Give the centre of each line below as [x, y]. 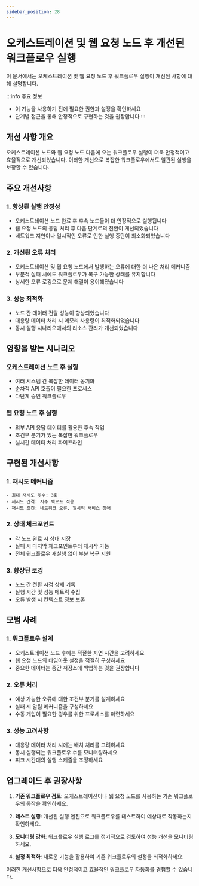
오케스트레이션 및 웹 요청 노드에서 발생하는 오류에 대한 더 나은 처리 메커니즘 [102, 267]
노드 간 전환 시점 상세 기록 [45, 584]
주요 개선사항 [29, 188]
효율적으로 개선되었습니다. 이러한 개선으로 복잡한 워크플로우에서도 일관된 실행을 [99, 160]
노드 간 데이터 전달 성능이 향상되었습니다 [62, 313]
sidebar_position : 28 [33, 12]
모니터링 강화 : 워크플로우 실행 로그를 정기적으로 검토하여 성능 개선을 [94, 837]
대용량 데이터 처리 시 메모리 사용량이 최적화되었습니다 [77, 320]
